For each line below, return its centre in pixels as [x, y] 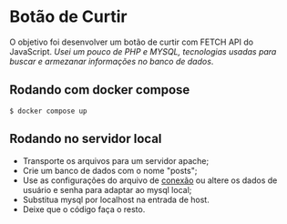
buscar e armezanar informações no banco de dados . [112, 61]
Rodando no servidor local [86, 139]
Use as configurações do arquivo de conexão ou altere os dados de [150, 180]
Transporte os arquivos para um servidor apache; [116, 160]
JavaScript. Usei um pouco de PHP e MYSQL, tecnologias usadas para [143, 51]
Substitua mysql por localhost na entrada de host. [116, 199]
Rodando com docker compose [100, 90]
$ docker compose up [49, 111]
